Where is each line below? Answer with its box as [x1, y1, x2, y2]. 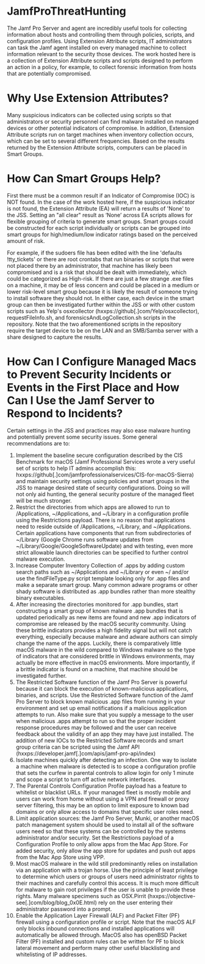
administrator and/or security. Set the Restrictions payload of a [15, 834, 174, 841]
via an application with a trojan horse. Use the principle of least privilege [15, 866, 198, 874]
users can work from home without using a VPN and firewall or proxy [15, 795, 190, 802]
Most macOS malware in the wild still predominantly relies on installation [15, 860, 198, 867]
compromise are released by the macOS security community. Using [15, 620, 186, 627]
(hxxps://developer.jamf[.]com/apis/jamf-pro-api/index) [15, 749, 156, 757]
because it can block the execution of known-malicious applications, [15, 685, 189, 692]
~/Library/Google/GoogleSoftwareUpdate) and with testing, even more [15, 542, 193, 550]
